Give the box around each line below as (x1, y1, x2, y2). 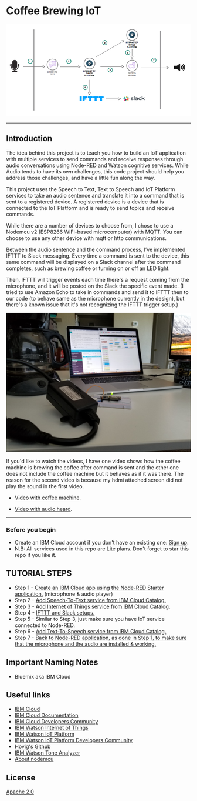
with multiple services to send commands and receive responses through (6, 155, 184, 162)
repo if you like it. (14, 552, 57, 559)
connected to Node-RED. (14, 622, 75, 629)
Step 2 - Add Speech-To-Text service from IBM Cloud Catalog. (14, 596, 166, 603)
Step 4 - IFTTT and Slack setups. (14, 609, 95, 616)
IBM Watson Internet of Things (14, 725, 89, 732)
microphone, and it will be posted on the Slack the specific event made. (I (6, 282, 184, 289)
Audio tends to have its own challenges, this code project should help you (6, 168, 185, 175)
